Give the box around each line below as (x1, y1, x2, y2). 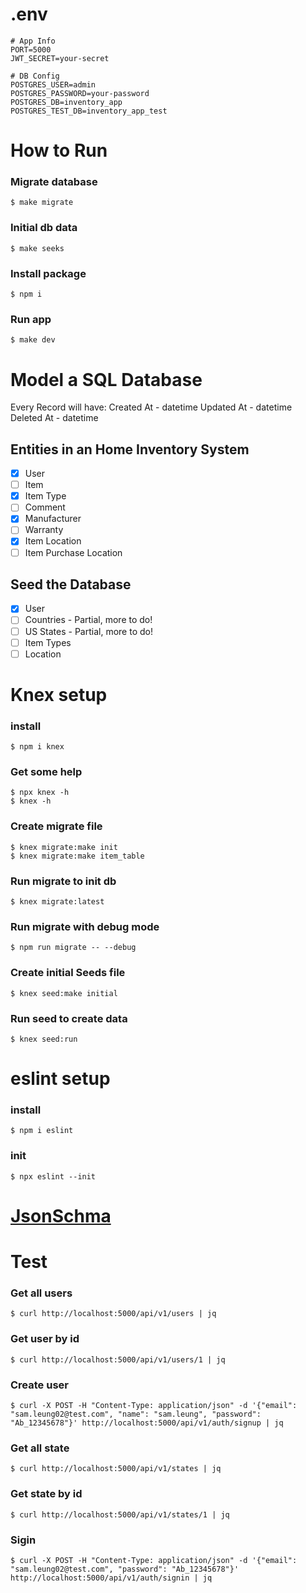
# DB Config (10, 71, 60, 81)
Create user (10, 1378, 69, 1392)
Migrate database (10, 175, 98, 189)
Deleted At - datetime (10, 412, 99, 424)
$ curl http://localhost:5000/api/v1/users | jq (10, 1309, 217, 1319)
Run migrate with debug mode (10, 919, 160, 933)
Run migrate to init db (10, 874, 117, 888)
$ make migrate (10, 198, 74, 208)
